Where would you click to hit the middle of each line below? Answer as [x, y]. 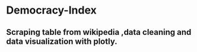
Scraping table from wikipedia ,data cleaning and [99, 32]
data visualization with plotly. [62, 41]
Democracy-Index [51, 10]
